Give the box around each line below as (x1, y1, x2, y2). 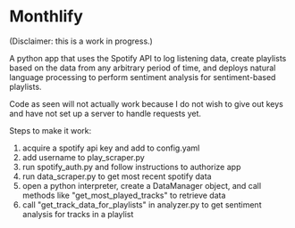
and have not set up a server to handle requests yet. (9, 108, 202, 118)
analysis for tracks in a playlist (21, 208, 134, 219)
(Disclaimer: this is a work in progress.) (9, 36, 154, 46)
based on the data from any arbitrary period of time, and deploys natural (9, 62, 276, 73)
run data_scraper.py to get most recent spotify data (21, 171, 212, 182)
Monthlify (9, 6, 83, 27)
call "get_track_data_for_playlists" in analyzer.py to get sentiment (21, 199, 262, 210)
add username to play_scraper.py (21, 151, 145, 162)
